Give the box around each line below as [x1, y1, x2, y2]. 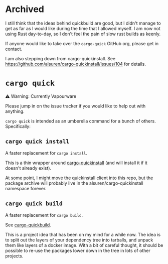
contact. [5, 46, 23, 52]
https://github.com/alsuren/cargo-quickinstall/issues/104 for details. [5, 61, 146, 67]
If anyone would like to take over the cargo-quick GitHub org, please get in [5, 40, 159, 46]
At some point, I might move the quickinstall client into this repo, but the [5, 175, 153, 181]
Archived [5, 4, 44, 15]
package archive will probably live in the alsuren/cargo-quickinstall [5, 180, 144, 186]
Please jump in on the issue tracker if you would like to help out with [5, 103, 146, 109]
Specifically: [5, 123, 31, 129]
